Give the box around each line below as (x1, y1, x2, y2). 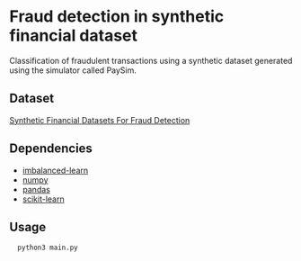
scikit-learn (22, 193, 65, 204)
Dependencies (9, 141, 93, 157)
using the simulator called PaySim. (9, 65, 137, 76)
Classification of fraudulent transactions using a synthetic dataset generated (9, 55, 293, 66)
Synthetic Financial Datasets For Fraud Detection (9, 114, 190, 125)
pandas (22, 184, 51, 194)
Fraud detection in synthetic (9, 6, 225, 27)
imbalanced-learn (22, 165, 89, 175)
